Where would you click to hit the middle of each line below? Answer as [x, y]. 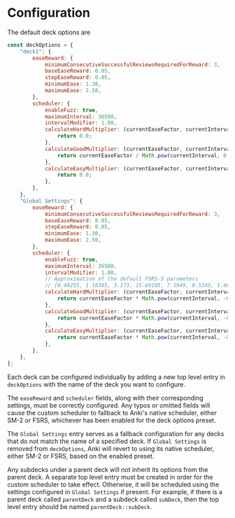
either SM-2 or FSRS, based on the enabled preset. [81, 456]
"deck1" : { [36, 51]
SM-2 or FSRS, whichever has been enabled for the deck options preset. [112, 420]
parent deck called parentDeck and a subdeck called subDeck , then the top [113, 499]
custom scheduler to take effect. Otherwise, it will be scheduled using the [113, 484]
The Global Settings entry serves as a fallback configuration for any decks [116, 433]
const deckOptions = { [40, 45]
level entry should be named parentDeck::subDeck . [80, 506]
